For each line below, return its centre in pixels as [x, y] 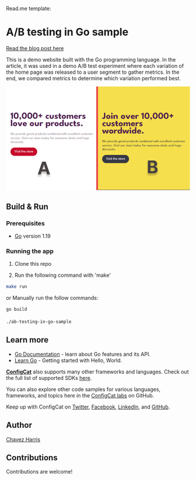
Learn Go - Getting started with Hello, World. [68, 360]
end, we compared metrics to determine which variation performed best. [93, 78]
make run [17, 287]
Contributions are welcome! [39, 472]
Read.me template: [29, 8]
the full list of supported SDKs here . [49, 378]
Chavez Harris [23, 439]
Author [19, 425]
